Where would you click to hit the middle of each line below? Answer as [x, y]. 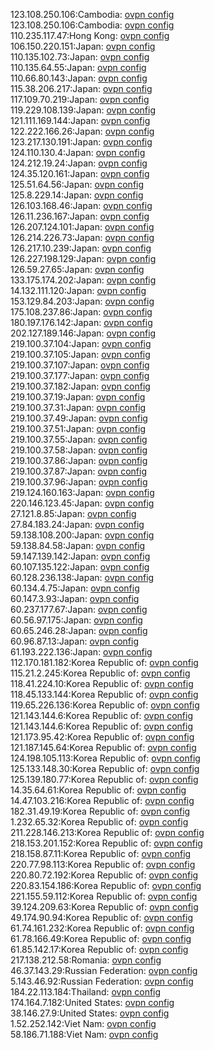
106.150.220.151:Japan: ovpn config [83, 46]
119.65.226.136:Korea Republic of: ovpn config [105, 705]
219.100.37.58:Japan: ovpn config [79, 450]
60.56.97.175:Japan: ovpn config [76, 620]
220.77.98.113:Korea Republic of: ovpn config [103, 864]
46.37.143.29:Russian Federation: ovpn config [104, 970]
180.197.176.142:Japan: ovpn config [81, 322]
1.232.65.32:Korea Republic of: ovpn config [99, 822]
